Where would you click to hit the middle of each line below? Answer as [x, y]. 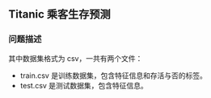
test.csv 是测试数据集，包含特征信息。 [84, 85]
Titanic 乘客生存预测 [59, 14]
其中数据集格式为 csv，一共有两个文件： [76, 58]
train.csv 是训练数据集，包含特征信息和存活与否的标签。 [114, 76]
